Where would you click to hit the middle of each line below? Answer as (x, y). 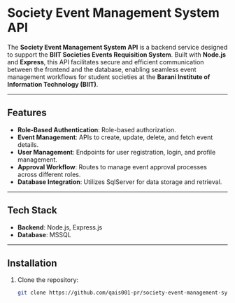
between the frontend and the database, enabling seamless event (102, 69)
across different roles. (49, 174)
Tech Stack (32, 210)
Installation (32, 263)
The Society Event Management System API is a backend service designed (117, 47)
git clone (32, 293)
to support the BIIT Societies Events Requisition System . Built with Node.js (116, 55)
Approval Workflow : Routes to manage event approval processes (112, 167)
